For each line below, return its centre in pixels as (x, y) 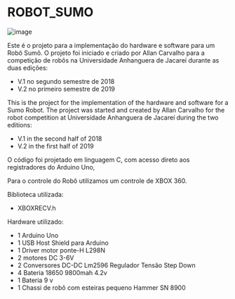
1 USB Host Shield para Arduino (63, 243)
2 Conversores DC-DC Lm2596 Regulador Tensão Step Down (106, 265)
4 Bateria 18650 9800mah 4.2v (62, 272)
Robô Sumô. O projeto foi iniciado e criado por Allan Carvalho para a (106, 53)
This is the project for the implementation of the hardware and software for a (118, 102)
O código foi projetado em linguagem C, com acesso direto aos (99, 160)
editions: (20, 125)
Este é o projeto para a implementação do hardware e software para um (111, 45)
